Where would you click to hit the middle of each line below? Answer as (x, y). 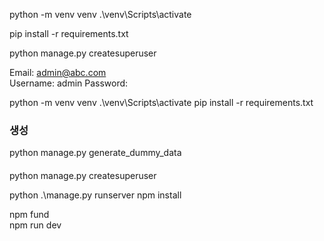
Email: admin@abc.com (58, 72)
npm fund (29, 214)
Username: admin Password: (69, 83)
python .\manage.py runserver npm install (95, 195)
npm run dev (35, 225)
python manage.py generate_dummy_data (95, 153)
